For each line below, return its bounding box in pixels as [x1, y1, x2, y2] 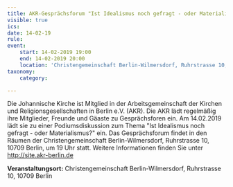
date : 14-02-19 [7, 29, 51, 37]
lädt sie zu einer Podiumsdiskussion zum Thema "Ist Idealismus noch [7, 122, 205, 130]
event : [7, 42, 26, 49]
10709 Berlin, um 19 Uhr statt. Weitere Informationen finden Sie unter [7, 143, 203, 152]
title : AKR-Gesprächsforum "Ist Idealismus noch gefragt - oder [7, 10, 197, 17]
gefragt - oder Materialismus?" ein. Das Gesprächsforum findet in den [7, 129, 207, 137]
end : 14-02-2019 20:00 [19, 55, 85, 62]
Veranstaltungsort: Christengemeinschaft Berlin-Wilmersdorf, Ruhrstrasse [7, 164, 222, 173]
